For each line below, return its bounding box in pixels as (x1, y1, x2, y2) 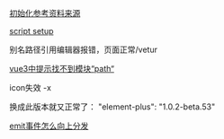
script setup (9, 26, 54, 36)
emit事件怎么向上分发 (9, 120, 89, 131)
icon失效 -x (9, 83, 52, 92)
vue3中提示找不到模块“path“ (9, 64, 115, 74)
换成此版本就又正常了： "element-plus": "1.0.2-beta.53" (9, 101, 216, 112)
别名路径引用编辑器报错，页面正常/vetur (9, 44, 157, 55)
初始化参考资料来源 (9, 8, 81, 18)
